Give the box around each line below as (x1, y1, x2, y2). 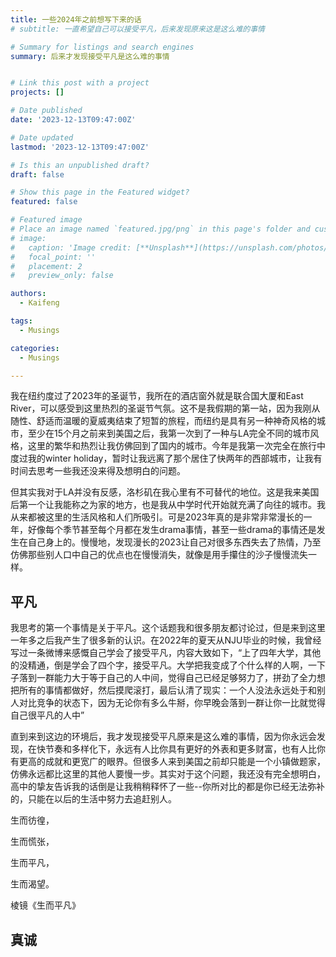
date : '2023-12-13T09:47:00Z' (10, 115, 137, 125)
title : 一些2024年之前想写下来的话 (10, 14, 142, 25)
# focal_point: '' (10, 252, 97, 262)
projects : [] (10, 87, 65, 98)
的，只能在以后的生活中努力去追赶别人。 (10, 793, 177, 805)
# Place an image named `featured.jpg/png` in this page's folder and (10, 224, 311, 234)
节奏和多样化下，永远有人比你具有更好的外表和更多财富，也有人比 (44, 743, 317, 755)
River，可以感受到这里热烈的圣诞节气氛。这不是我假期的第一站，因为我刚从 (10, 402, 321, 415)
